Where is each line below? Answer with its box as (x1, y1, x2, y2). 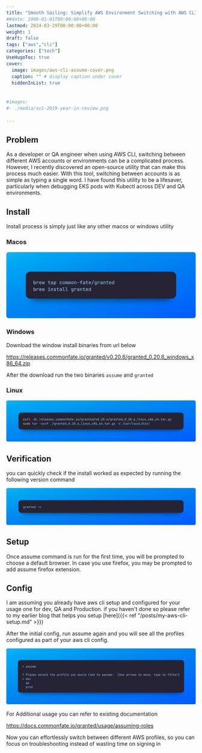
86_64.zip (6, 359, 31, 367)
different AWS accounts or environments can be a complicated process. (6, 157, 185, 164)
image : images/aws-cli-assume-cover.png (11, 67, 114, 73)
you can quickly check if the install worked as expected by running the (6, 469, 182, 476)
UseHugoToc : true (6, 54, 50, 60)
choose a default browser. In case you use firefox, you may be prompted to (6, 559, 192, 566)
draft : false (6, 35, 39, 42)
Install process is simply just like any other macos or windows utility (6, 223, 174, 230)
